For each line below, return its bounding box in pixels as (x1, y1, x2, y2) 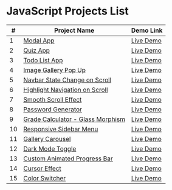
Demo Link (131, 26, 163, 34)
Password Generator (23, 105, 82, 113)
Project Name (54, 26, 95, 34)
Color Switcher (23, 174, 66, 182)
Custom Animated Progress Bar (23, 154, 114, 163)
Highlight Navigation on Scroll (23, 85, 108, 94)
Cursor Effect (23, 164, 62, 172)
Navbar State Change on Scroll (23, 76, 112, 84)
